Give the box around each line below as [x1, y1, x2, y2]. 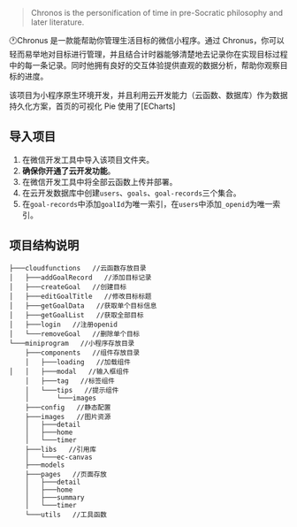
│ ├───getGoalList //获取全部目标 [9, 310, 144, 319]
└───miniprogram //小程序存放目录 [9, 339, 135, 348]
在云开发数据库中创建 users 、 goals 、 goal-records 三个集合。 [21, 187, 241, 198]
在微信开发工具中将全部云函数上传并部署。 [21, 176, 178, 187]
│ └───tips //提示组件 [25, 386, 119, 394]
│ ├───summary [25, 493, 86, 502]
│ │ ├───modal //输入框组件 [9, 367, 130, 376]
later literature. [30, 17, 85, 27]
